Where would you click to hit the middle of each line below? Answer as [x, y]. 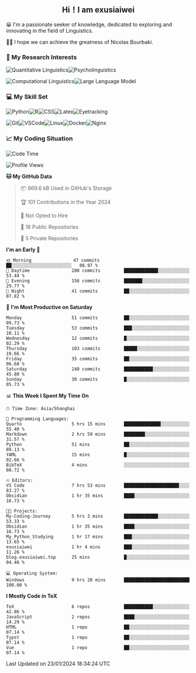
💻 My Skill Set [27, 97]
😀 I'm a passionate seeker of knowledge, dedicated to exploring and [89, 24]
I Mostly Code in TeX [32, 596]
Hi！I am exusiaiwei [98, 10]
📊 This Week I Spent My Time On [47, 395]
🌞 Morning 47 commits [53, 260]
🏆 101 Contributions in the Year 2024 [66, 202]
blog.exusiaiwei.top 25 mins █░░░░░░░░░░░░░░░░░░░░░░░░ [98, 557]
